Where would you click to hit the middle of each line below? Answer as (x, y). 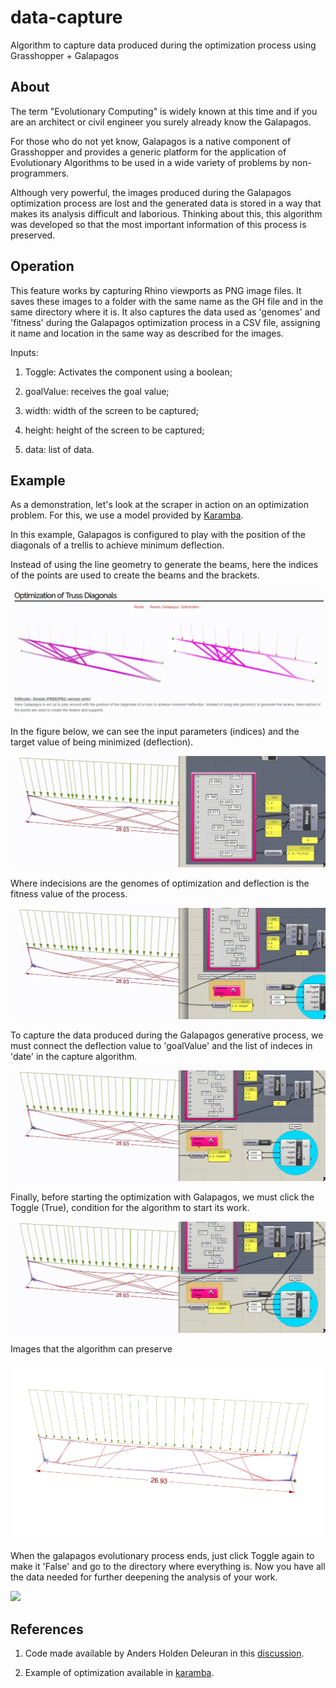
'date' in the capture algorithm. (74, 1056)
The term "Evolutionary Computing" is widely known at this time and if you (164, 111)
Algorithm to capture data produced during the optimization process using (163, 45)
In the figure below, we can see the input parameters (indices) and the (155, 732)
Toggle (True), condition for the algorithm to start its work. (130, 1208)
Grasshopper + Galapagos (65, 55)
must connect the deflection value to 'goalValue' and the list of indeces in (161, 1045)
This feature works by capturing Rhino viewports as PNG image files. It (156, 290)
